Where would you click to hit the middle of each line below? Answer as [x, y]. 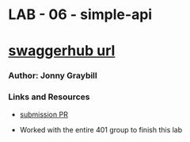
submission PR [44, 114]
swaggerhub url [62, 51]
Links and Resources [49, 97]
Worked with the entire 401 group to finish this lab [101, 129]
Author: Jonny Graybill [53, 75]
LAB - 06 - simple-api [80, 15]
